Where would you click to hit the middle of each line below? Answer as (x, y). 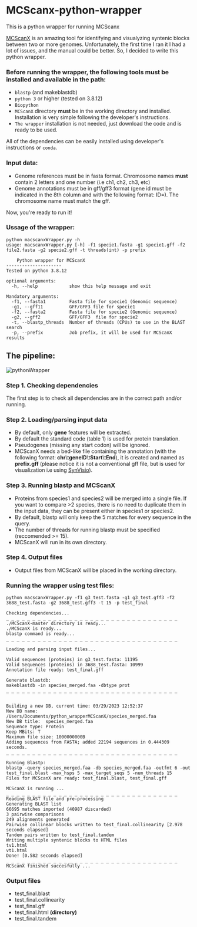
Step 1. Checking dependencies (52, 385)
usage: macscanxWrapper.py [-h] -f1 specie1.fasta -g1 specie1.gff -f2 (96, 245)
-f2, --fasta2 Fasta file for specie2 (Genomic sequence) (94, 312)
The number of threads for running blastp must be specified (87, 530)
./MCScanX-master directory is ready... (56, 624)
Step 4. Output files (34, 557)
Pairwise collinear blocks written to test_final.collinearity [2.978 (94, 825)
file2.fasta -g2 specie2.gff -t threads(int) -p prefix (76, 250)
